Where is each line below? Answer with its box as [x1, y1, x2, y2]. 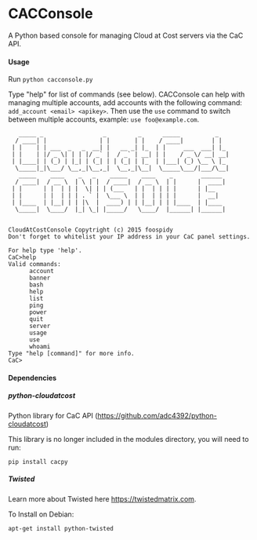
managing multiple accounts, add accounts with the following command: [8, 98, 243, 108]
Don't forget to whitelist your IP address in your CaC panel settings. [8, 233, 251, 241]
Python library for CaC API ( [8, 410, 98, 420]
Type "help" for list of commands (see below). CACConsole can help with [8, 89, 245, 99]
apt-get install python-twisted [8, 524, 114, 532]
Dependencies [8, 373, 57, 382]
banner [28, 274, 51, 283]
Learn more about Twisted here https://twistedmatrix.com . [8, 494, 197, 503]
